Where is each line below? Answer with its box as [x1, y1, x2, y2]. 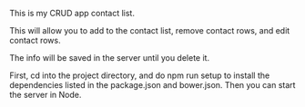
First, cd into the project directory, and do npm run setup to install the [9, 70, 270, 81]
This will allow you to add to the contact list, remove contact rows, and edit [9, 25, 290, 35]
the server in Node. [9, 90, 82, 100]
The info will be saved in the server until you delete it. [9, 53, 210, 63]
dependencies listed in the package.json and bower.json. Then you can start [9, 80, 296, 90]
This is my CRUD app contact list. [9, 8, 135, 18]
